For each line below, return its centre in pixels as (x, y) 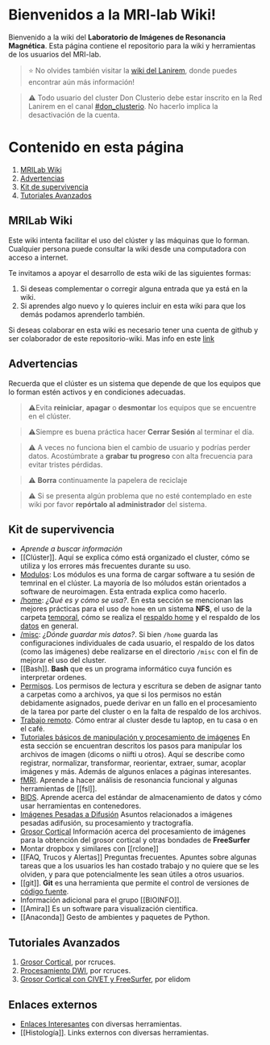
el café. (33, 729)
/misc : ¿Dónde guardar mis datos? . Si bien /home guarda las (119, 635)
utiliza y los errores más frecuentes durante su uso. (105, 566)
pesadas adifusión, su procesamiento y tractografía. (106, 823)
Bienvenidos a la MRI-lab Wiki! (112, 15)
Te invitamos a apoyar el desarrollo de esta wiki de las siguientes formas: (130, 273)
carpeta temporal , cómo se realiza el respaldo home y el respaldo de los (140, 618)
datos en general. (49, 626)
